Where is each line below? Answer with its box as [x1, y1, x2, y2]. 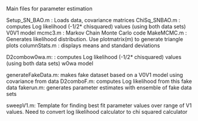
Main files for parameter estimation [6, 5, 93, 12]
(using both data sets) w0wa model [6, 60, 94, 67]
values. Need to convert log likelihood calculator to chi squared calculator [6, 108, 188, 115]
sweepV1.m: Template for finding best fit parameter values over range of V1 [6, 102, 192, 109]
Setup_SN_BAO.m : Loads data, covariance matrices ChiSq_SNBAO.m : [6, 17, 181, 23]
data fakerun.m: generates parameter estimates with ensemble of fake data [6, 84, 192, 91]
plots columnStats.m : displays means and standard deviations [6, 42, 160, 49]
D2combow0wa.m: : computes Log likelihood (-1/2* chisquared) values [6, 54, 182, 60]
